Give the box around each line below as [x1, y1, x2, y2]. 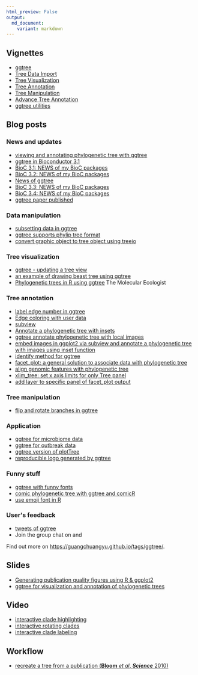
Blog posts [6, 120, 47, 130]
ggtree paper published [14, 196, 73, 203]
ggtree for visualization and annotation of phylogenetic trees [14, 582, 165, 590]
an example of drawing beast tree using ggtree [14, 273, 131, 280]
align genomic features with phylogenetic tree [14, 365, 129, 372]
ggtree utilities [14, 102, 51, 109]
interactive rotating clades [14, 622, 80, 629]
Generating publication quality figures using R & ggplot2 [14, 576, 154, 584]
